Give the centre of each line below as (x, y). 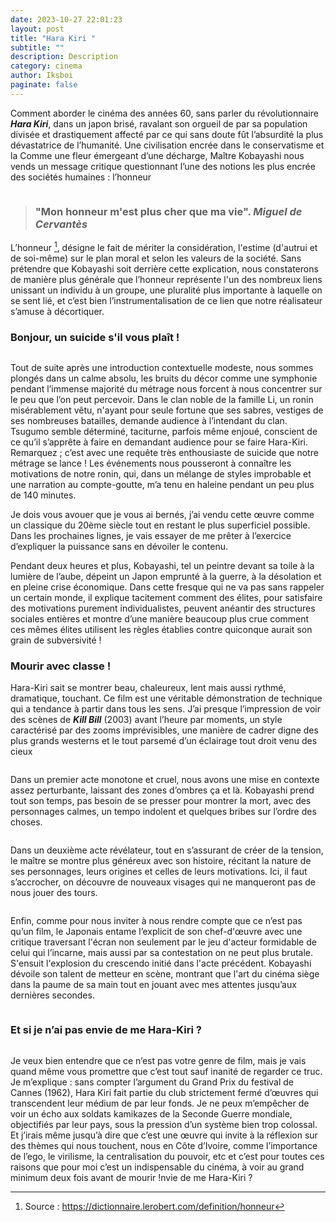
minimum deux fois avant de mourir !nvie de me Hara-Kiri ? (131, 1177)
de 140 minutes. (43, 495)
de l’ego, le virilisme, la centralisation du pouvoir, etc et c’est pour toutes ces (167, 1156)
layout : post (37, 29)
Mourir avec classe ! (61, 666)
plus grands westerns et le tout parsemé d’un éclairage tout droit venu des (164, 741)
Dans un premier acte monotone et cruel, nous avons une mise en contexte (165, 780)
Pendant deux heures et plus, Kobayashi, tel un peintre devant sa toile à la (162, 565)
